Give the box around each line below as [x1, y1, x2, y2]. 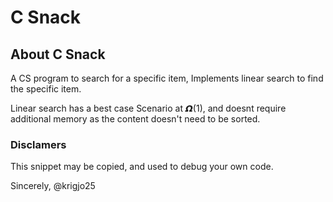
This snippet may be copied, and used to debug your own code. [10, 161, 274, 173]
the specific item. [10, 83, 82, 95]
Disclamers [10, 137, 67, 151]
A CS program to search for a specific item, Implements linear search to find [10, 72, 324, 84]
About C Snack [10, 46, 106, 63]
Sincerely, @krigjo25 [10, 180, 96, 192]
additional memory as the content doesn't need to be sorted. [10, 113, 261, 125]
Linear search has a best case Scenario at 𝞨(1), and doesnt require [10, 102, 287, 114]
